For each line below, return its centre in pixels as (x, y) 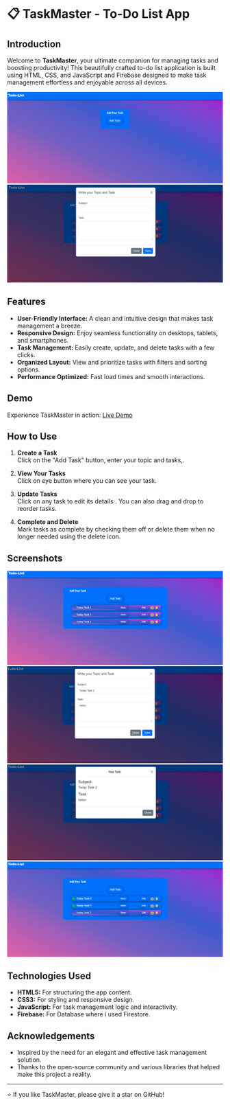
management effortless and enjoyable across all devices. (87, 82)
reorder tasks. (37, 509)
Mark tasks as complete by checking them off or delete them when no (116, 529)
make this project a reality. (54, 1074)
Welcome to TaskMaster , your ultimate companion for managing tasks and (113, 60)
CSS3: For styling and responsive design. (76, 1000)
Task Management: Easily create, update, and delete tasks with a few (116, 348)
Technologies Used (49, 976)
